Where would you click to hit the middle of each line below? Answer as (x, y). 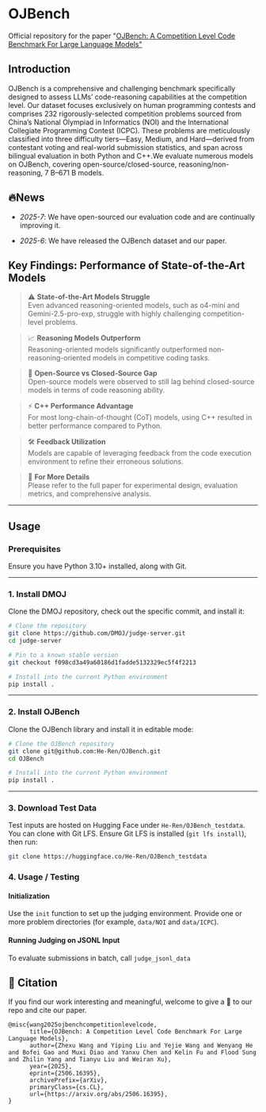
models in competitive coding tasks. (151, 358)
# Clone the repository (47, 626)
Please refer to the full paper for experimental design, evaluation (133, 486)
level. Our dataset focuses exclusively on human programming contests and (132, 105)
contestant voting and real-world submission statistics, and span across (125, 147)
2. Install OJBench (44, 712)
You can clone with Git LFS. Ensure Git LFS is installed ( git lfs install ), (127, 833)
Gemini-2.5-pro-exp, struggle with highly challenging (114, 314)
